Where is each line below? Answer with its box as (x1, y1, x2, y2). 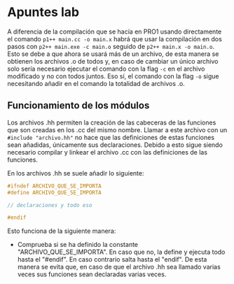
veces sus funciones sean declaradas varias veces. (17, 270, 167, 278)
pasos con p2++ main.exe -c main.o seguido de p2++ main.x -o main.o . (7, 42, 215, 50)
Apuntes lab (7, 4, 79, 20)
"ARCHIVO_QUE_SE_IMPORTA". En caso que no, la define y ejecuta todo (17, 248, 226, 256)
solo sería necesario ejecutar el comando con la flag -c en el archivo (7, 64, 205, 73)
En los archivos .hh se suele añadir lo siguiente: (7, 169, 144, 177)
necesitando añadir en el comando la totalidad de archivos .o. (7, 79, 186, 87)
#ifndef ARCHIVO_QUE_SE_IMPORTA (7, 183, 102, 190)
